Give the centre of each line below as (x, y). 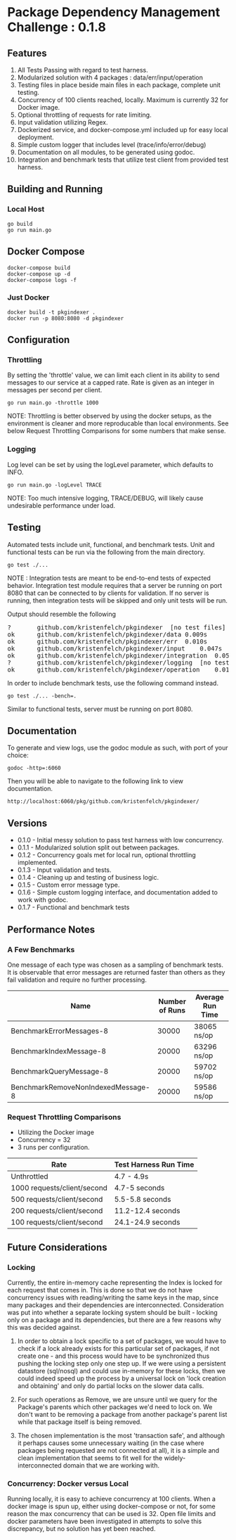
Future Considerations (57, 1247)
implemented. (37, 863)
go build (20, 224)
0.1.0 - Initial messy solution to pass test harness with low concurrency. (120, 840)
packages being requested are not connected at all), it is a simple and (118, 1450)
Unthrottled (29, 1176)
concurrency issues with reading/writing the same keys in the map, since (113, 1297)
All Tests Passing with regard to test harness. (83, 70)
